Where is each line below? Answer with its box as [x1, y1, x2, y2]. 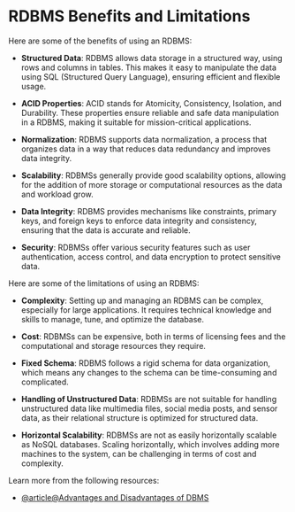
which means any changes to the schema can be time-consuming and [20, 367, 277, 377]
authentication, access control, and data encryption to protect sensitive [20, 251, 282, 262]
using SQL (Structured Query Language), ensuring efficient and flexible [20, 71, 281, 81]
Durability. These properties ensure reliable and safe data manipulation [20, 107, 280, 118]
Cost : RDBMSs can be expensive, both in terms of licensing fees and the [20, 330, 286, 342]
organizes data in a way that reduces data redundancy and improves [20, 144, 271, 154]
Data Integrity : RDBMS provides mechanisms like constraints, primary [20, 206, 277, 216]
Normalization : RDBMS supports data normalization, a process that [20, 134, 268, 144]
